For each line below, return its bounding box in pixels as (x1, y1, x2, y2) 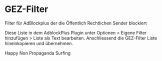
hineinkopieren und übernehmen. (4, 40, 73, 46)
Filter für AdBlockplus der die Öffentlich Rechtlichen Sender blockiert (4, 20, 147, 26)
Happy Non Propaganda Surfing (4, 50, 71, 56)
